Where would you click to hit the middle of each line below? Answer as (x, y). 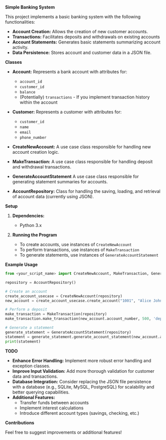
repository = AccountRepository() (41, 282)
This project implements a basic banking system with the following (73, 17)
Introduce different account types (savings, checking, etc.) (79, 413)
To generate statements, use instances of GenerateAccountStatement (89, 255)
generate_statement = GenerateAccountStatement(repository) (68, 332)
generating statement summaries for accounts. (60, 182)
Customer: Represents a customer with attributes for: (67, 112)
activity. (20, 47)
